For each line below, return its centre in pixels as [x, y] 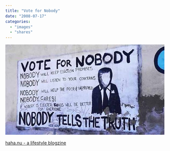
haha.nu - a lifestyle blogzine [36, 143]
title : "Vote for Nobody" [33, 11]
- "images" [21, 27]
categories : [18, 21]
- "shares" [21, 32]
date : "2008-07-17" [26, 16]
